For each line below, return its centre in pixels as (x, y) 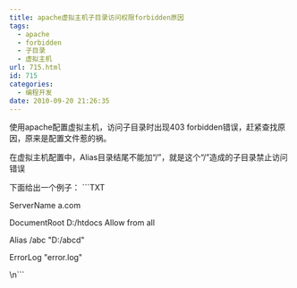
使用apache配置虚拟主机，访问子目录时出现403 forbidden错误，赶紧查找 (144, 127)
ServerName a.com (45, 206)
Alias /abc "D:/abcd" (47, 240)
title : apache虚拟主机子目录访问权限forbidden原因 (97, 17)
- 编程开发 (35, 92)
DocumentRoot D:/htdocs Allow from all (82, 223)
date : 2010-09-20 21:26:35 (59, 101)
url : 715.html (36, 68)
